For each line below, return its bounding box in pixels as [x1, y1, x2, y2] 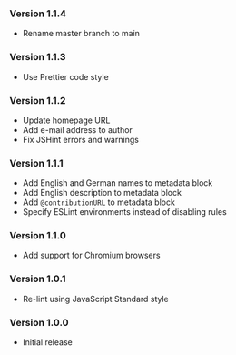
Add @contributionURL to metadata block [22, 197, 175, 208]
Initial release [22, 337, 73, 348]
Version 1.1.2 [9, 94, 66, 106]
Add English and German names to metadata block [22, 177, 213, 188]
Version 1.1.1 [9, 157, 64, 169]
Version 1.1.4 [9, 7, 66, 20]
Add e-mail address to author [22, 124, 133, 135]
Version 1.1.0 [9, 229, 66, 242]
